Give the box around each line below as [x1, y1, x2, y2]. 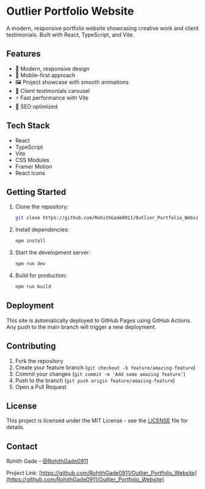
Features [6, 49, 41, 59]
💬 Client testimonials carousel [15, 87, 90, 94]
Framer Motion [15, 163, 53, 170]
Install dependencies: [15, 226, 70, 233]
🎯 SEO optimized [15, 103, 58, 110]
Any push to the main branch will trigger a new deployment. [6, 323, 157, 331]
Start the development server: [15, 249, 91, 256]
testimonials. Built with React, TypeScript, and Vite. [6, 31, 134, 38]
